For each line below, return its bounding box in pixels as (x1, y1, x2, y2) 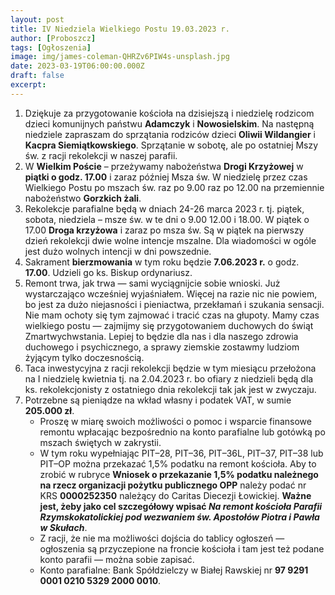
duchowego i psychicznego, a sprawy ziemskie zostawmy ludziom (24, 341, 300, 353)
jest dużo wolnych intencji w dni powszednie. (24, 245, 212, 257)
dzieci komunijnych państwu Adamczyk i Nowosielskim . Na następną (24, 117, 315, 130)
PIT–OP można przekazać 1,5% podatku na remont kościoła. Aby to (39, 457, 317, 470)
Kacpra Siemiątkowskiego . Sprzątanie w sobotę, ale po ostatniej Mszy (24, 139, 319, 151)
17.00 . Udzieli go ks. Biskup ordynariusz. (24, 266, 193, 278)
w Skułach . (39, 521, 88, 533)
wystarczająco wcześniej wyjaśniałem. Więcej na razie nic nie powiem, (24, 287, 318, 300)
